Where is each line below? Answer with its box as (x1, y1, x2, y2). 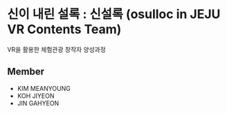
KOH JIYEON (17, 92, 55, 100)
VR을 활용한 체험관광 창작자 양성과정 (7, 45, 106, 53)
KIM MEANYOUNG (17, 84, 71, 92)
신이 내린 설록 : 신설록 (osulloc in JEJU (7, 6, 221, 22)
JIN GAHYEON (17, 98, 60, 107)
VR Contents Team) (7, 21, 122, 37)
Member (7, 66, 45, 78)
